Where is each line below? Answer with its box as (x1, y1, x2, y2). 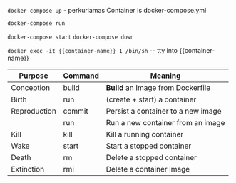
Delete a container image (106, 164, 190, 174)
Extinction (11, 164, 45, 174)
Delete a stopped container (106, 153, 197, 162)
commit (63, 107, 88, 116)
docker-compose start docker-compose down (7, 34, 134, 41)
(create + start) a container (106, 94, 197, 104)
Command (63, 71, 100, 81)
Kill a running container (106, 129, 184, 139)
